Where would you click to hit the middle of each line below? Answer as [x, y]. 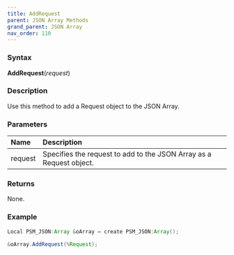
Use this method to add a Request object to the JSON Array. [93, 106]
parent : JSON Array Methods [48, 20]
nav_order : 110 [29, 33]
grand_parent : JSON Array [45, 27]
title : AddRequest [34, 14]
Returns [21, 184]
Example [22, 217]
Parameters [27, 124]
